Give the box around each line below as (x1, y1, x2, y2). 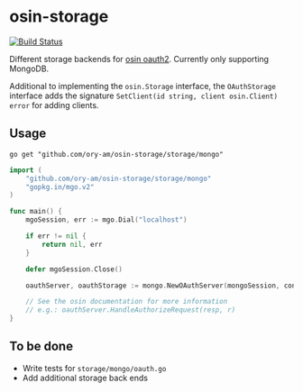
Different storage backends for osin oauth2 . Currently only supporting (9, 53, 269, 64)
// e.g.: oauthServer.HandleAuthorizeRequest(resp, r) (25, 305, 236, 315)
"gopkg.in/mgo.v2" (25, 182, 95, 191)
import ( (9, 165, 42, 175)
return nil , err (41, 240, 103, 249)
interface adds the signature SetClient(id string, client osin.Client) (9, 90, 278, 101)
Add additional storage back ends (22, 372, 149, 383)
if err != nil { (25, 232, 87, 241)
